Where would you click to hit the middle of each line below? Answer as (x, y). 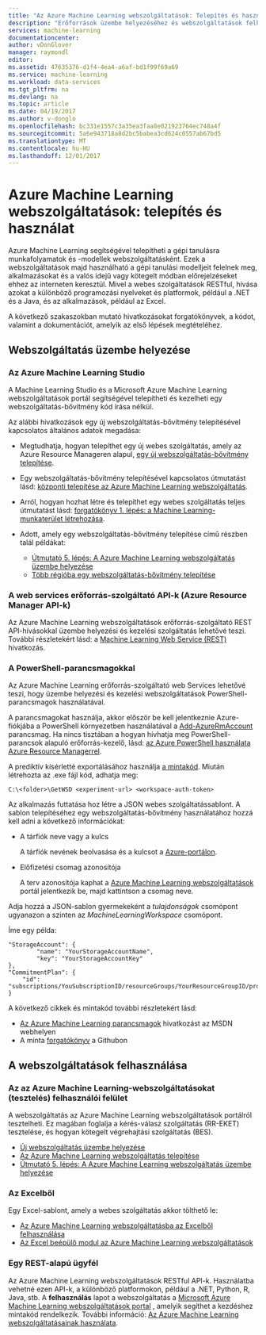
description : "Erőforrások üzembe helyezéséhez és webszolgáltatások (125, 23)
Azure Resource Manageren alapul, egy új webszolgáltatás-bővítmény (134, 454)
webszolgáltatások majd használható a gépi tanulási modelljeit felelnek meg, (133, 267)
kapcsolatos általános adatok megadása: (74, 430)
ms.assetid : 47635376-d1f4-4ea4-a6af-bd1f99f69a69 (93, 67)
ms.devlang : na (33, 97)
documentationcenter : (44, 38)
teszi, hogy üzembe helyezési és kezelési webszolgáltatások (107, 694)
